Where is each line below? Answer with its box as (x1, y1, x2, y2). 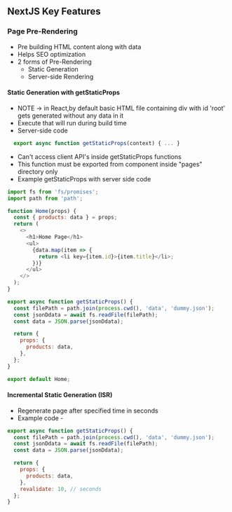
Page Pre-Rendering (7, 27, 79, 36)
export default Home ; (7, 375, 71, 382)
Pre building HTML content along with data (17, 42, 142, 51)
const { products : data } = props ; (13, 214, 118, 221)
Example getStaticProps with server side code (17, 174, 151, 183)
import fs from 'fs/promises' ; (7, 188, 99, 195)
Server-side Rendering (27, 72, 94, 81)
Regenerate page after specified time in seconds (17, 406, 159, 415)
